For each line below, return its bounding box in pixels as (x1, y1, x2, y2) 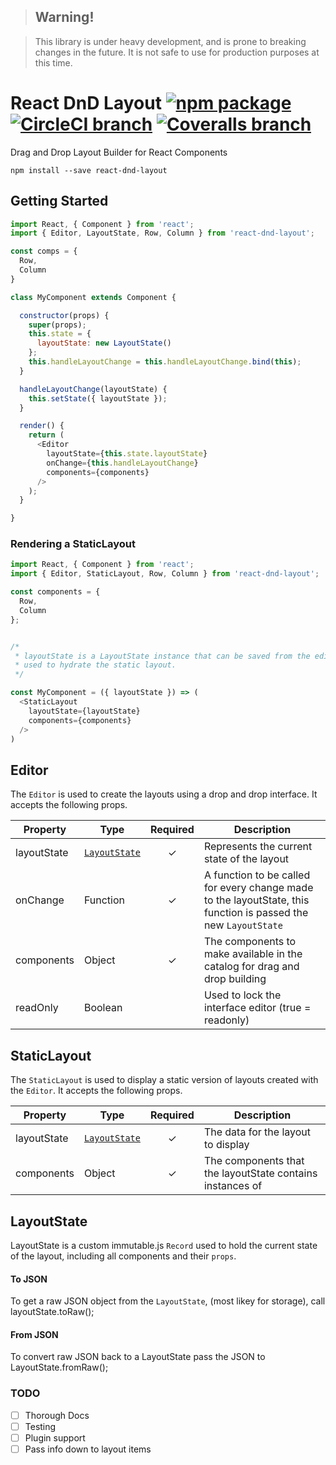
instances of (203, 1179, 263, 1193)
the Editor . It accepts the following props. (10, 1085, 183, 1097)
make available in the (203, 947, 303, 961)
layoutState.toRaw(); (10, 1306, 95, 1318)
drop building (203, 972, 267, 986)
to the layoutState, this (203, 893, 310, 907)
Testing (24, 1420, 57, 1432)
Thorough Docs (24, 1409, 90, 1421)
